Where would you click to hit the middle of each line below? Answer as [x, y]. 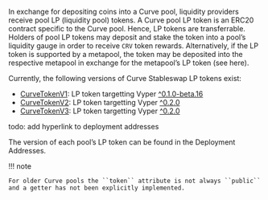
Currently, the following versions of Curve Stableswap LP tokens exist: [125, 78]
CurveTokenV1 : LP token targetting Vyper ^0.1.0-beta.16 [111, 94]
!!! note [20, 166]
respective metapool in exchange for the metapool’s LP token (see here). [129, 63]
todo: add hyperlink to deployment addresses [84, 127]
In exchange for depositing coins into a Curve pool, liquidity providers [124, 12]
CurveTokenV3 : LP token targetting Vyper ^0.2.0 [100, 111]
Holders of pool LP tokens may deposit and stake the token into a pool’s [127, 37]
